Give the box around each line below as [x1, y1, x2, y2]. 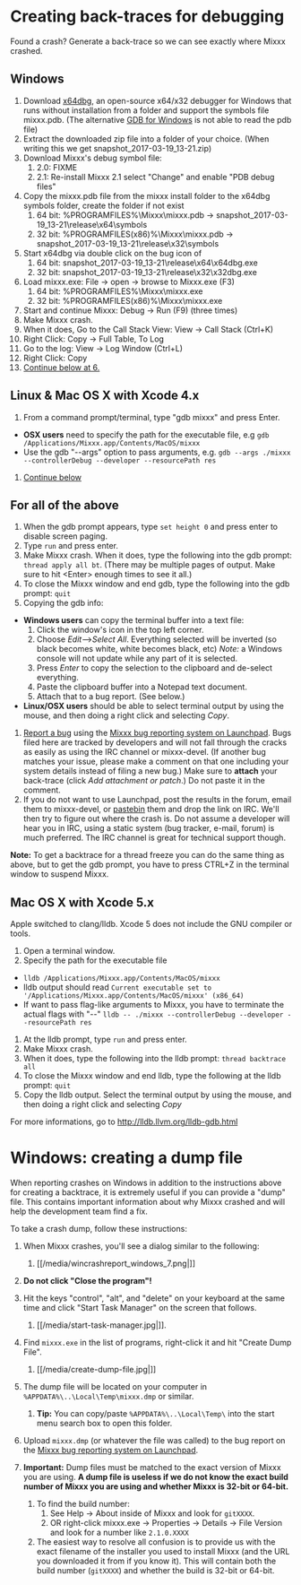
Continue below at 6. [22, 361, 100, 373]
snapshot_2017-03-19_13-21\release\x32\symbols [36, 238, 219, 248]
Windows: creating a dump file [10, 1148, 244, 1168]
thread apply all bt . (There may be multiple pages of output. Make [22, 559, 276, 570]
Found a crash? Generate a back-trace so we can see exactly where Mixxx [10, 36, 286, 47]
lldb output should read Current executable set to [22, 982, 212, 992]
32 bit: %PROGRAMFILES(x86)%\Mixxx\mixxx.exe [36, 295, 223, 306]
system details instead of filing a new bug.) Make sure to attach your [22, 766, 278, 776]
